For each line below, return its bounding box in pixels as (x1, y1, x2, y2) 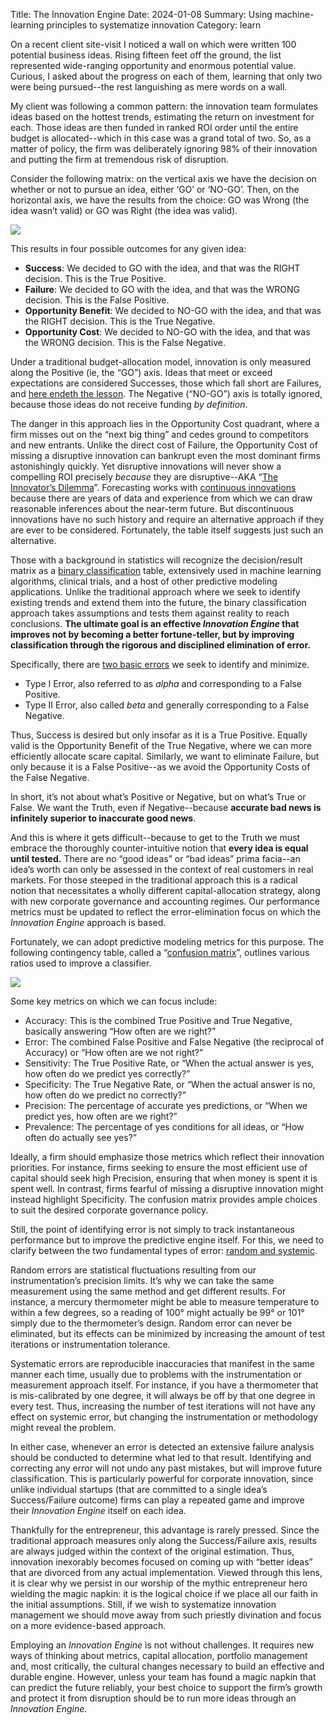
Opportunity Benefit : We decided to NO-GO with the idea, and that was (24, 305, 322, 316)
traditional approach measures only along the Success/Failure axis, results (10, 1535, 317, 1546)
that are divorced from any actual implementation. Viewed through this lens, (10, 1567, 323, 1578)
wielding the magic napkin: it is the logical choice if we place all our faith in (10, 1588, 318, 1599)
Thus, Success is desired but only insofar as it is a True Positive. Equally (10, 729, 308, 741)
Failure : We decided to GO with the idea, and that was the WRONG (24, 284, 300, 295)
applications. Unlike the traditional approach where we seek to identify (10, 586, 301, 598)
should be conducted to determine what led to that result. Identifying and (10, 1452, 312, 1463)
